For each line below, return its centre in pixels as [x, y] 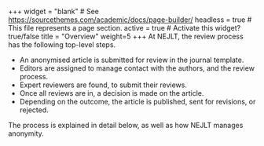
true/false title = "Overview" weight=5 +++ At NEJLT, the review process [126, 36]
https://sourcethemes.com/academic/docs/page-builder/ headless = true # [130, 20]
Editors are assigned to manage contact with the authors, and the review [137, 68]
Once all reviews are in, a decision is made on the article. [112, 93]
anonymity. [26, 133]
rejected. [34, 110]
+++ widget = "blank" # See [54, 11]
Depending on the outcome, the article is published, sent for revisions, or [137, 102]
